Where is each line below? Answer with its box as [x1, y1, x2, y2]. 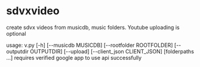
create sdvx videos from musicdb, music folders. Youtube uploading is [6, 24, 180, 31]
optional [6, 30, 26, 37]
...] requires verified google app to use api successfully [6, 54, 142, 61]
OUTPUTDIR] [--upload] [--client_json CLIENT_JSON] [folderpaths [29, 47, 194, 55]
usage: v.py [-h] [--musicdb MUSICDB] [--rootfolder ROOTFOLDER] [6, 42, 173, 49]
